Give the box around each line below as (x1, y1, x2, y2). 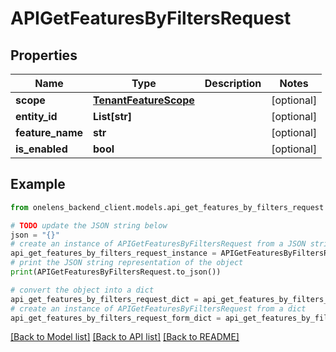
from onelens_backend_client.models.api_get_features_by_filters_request (10, 202, 325, 212)
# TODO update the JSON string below (10, 220, 168, 231)
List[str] (93, 110, 133, 123)
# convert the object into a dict (10, 285, 155, 295)
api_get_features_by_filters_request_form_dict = (10, 313, 222, 323)
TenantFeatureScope (93, 93, 195, 107)
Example (10, 176, 66, 193)
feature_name (15, 126, 84, 139)
